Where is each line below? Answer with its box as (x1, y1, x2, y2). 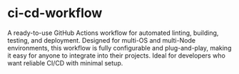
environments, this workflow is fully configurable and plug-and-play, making (7, 43, 232, 52)
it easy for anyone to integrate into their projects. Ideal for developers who (7, 51, 226, 60)
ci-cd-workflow (7, 5, 103, 21)
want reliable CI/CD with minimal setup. (7, 58, 123, 67)
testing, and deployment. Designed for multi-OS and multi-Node (7, 36, 196, 44)
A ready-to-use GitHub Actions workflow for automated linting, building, (7, 28, 219, 37)
